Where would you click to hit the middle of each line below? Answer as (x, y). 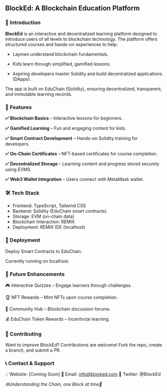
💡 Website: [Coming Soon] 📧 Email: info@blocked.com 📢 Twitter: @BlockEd (83, 374)
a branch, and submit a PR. (33, 350)
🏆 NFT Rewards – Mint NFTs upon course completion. (61, 297)
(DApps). (22, 79)
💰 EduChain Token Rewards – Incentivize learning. (58, 319)
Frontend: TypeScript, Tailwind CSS (49, 206)
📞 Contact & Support (30, 363)
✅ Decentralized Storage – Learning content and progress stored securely (82, 164)
